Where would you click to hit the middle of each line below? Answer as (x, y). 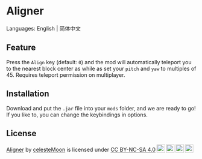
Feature (21, 48)
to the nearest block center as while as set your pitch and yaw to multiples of (101, 68)
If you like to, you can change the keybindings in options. (77, 115)
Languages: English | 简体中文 (44, 28)
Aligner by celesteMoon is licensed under (58, 150)
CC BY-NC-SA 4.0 (133, 150)
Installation (28, 94)
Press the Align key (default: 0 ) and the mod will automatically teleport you (99, 62)
